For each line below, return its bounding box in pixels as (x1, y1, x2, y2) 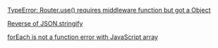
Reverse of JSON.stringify (7, 19, 83, 27)
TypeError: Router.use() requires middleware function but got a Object (7, 6, 211, 14)
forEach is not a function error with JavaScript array (7, 33, 159, 41)
